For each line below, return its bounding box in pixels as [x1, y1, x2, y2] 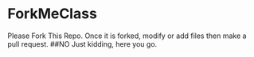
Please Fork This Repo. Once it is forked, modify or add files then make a [7, 31, 247, 40]
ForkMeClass [7, 5, 97, 23]
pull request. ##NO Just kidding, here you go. [7, 39, 158, 48]
